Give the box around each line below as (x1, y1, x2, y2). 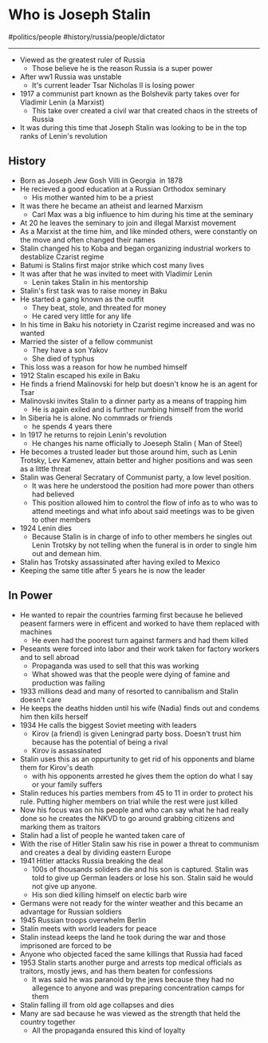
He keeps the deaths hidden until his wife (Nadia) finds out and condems (19, 703, 260, 713)
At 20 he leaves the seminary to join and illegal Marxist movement (19, 218, 237, 227)
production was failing (31, 678, 105, 687)
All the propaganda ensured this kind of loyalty (31, 1025, 186, 1035)
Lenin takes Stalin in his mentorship (31, 277, 149, 286)
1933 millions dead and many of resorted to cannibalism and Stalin (19, 686, 239, 696)
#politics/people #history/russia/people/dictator (8, 32, 166, 41)
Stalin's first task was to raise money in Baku (19, 286, 167, 295)
